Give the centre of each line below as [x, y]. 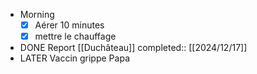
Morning [37, 14]
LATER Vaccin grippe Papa [74, 58]
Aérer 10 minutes [69, 25]
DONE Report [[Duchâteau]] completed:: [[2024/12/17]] [133, 48]
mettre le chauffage [75, 36]
